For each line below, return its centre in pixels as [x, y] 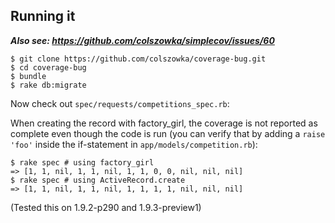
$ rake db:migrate [48, 85]
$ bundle [28, 76]
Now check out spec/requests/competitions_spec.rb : [120, 103]
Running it [43, 16]
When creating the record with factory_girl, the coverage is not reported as [164, 123]
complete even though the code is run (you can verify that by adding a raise [168, 133]
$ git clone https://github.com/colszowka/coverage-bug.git [138, 59]
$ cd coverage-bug [48, 67]
